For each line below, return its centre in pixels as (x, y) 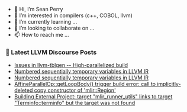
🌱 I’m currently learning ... (46, 22)
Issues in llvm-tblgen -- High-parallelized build (71, 65)
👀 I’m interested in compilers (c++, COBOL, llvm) (73, 15)
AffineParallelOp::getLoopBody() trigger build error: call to (85, 84)
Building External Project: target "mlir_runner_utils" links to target (93, 97)
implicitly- (169, 84)
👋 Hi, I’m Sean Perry (38, 9)
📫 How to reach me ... (41, 35)
